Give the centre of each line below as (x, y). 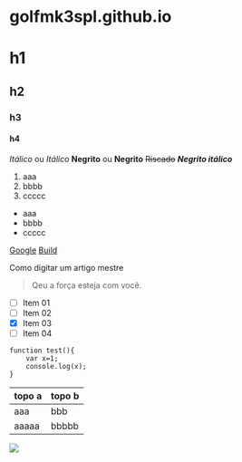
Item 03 (37, 323)
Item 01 (36, 303)
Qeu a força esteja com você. (87, 285)
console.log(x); (57, 367)
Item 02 (37, 313)
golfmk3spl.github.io (91, 17)
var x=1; (42, 359)
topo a (28, 396)
